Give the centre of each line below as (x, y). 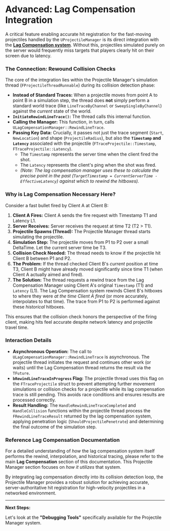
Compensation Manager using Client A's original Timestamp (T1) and (83, 285)
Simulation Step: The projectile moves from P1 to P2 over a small (80, 242)
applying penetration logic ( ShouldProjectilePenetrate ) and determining (88, 421)
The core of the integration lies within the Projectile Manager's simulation (81, 80)
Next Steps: (18, 508)
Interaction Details (28, 340)
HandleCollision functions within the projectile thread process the (81, 410)
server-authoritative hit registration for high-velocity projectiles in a (75, 488)
